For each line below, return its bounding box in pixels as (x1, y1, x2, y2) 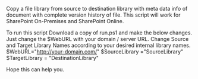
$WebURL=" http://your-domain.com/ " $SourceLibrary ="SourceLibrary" (6, 48, 184, 55)
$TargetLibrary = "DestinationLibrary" (6, 55, 99, 61)
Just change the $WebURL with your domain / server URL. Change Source (6, 36, 189, 42)
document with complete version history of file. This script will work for (6, 11, 181, 18)
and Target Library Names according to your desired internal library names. (6, 42, 191, 49)
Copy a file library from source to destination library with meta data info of (6, 5, 188, 12)
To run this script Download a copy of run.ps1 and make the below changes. (6, 29, 192, 36)
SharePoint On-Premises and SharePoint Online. (6, 18, 124, 24)
